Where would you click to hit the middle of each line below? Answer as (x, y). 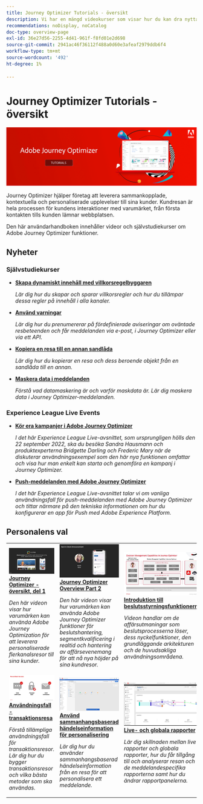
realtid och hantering (85, 645)
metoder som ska (31, 781)
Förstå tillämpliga (31, 729)
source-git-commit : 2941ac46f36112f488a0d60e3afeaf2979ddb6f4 (86, 45)
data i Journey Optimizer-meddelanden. (65, 397)
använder (72, 752)
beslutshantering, (81, 632)
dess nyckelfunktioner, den (157, 637)
